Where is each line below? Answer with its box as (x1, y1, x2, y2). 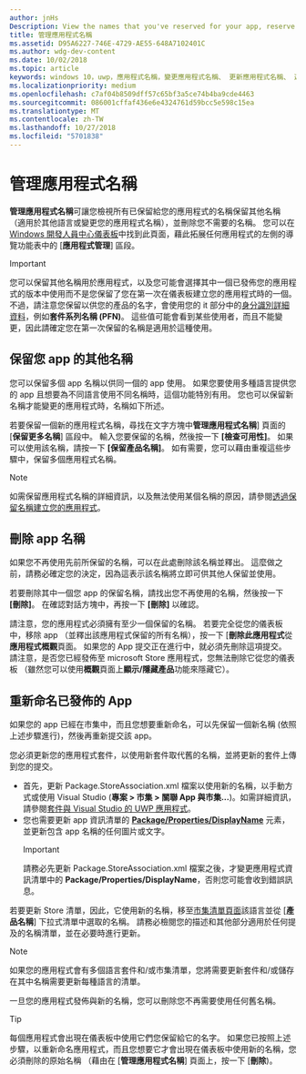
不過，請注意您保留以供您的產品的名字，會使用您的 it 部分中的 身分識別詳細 (9, 299, 290, 310)
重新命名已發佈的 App (9, 693, 133, 708)
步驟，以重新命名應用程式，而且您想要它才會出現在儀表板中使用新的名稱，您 (9, 1044, 297, 1055)
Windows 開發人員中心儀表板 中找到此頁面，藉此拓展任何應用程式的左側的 (9, 228, 286, 239)
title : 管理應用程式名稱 (9, 30, 93, 39)
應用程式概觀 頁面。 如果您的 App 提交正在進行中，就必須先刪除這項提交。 (9, 641, 287, 652)
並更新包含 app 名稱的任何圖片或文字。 (22, 826, 170, 837)
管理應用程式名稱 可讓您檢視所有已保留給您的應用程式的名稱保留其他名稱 (9, 206, 280, 217)
